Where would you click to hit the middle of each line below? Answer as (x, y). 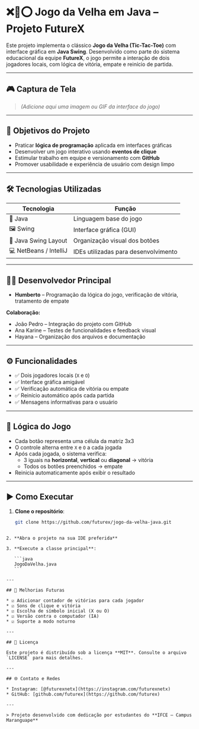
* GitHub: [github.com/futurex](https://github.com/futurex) (83, 694)
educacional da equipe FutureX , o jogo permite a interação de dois (88, 58)
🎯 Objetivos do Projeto (48, 131)
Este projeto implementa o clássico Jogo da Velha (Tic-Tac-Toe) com (91, 45)
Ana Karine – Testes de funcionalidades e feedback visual (85, 331)
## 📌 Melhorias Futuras (36, 590)
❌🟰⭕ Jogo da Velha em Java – (82, 12)
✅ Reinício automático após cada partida (64, 395)
